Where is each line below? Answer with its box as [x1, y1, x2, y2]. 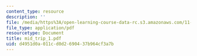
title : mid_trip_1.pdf [6, 36, 62, 41]
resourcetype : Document [6, 30, 64, 36]
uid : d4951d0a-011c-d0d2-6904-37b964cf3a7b [6, 41, 114, 47]
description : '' [6, 14, 46, 20]
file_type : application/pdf [6, 24, 75, 31]
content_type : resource [6, 8, 64, 15]
